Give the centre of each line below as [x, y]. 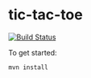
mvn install [28, 67]
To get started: [33, 52]
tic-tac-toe [45, 15]
